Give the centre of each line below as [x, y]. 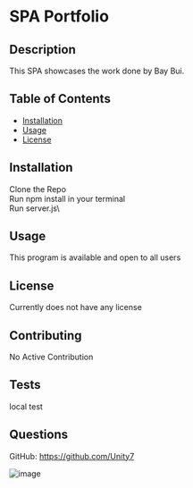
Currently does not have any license [76, 307]
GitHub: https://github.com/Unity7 [72, 456]
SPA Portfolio [59, 17]
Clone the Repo [38, 189]
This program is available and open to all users [95, 257]
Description [42, 50]
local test [26, 406]
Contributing [46, 336]
